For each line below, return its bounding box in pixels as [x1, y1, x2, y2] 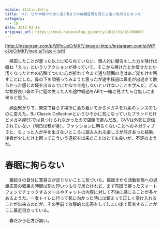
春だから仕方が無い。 [9, 217, 52, 223]
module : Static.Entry [5, 7, 49, 12]
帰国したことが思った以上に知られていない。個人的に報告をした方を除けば [9, 58, 158, 64]
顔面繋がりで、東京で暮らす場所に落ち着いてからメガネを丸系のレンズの [9, 105, 153, 111]
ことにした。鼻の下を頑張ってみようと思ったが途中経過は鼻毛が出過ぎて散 [9, 76, 158, 82]
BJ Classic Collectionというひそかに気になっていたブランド [30, 111, 149, 116]
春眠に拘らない [5, 160, 65, 171]
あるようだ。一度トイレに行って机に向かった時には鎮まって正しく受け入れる [5, 195, 157, 201]
